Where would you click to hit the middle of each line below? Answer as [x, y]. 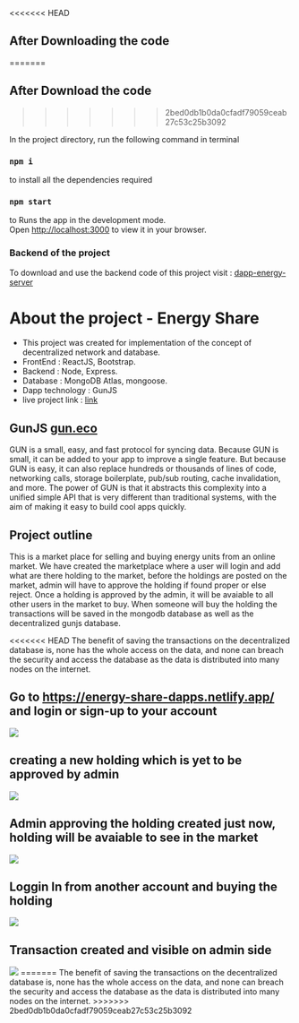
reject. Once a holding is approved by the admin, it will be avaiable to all [141, 595]
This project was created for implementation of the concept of [137, 343]
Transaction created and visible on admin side [141, 950]
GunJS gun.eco [54, 428]
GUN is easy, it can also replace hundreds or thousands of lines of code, [143, 469]
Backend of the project [60, 253]
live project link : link [60, 400]
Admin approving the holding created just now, [142, 824]
